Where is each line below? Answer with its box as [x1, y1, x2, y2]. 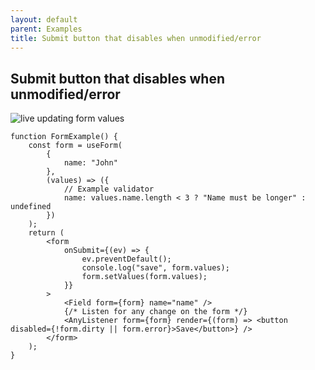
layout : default [10, 14, 78, 25]
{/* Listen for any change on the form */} [63, 307, 248, 317]
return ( [28, 228, 65, 238]
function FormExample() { [10, 132, 118, 142]
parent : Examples [10, 24, 83, 34]
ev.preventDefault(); [81, 254, 172, 265]
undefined [10, 202, 52, 212]
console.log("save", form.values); [81, 263, 230, 273]
